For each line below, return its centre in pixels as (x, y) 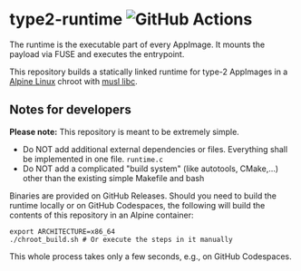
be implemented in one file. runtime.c (92, 159)
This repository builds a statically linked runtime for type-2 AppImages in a (149, 72)
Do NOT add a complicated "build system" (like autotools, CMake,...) (150, 169)
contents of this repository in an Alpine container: (102, 215)
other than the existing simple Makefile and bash (113, 178)
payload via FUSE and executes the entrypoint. (97, 53)
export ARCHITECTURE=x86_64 (63, 231)
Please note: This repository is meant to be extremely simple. (125, 131)
